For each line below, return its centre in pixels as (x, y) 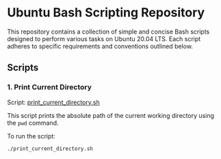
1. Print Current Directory (50, 87)
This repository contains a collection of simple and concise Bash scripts (108, 32)
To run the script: (31, 136)
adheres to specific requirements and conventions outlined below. (100, 46)
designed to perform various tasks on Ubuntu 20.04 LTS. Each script (104, 38)
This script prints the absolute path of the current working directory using (110, 115)
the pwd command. (33, 123)
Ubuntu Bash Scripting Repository (106, 13)
